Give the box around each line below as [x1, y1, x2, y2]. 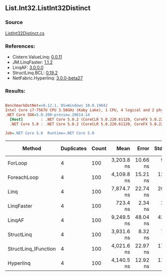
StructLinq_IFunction [7, 245, 56, 252]
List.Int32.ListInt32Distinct [5, 4, 91, 12]
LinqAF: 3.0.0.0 [12, 64, 44, 70]
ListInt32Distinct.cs [5, 30, 45, 36]
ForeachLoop [7, 174, 39, 181]
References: [5, 42, 36, 49]
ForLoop [7, 159, 27, 166]
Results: [5, 87, 26, 94]
